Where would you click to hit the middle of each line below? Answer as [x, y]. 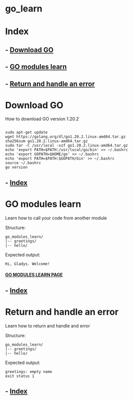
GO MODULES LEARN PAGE [34, 275]
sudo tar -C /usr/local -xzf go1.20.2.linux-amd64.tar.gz [66, 146]
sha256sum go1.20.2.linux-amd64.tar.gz [47, 141]
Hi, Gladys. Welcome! [28, 264]
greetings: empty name [29, 372]
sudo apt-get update [27, 133]
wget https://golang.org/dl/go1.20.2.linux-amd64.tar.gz [66, 137]
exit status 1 [20, 376]
